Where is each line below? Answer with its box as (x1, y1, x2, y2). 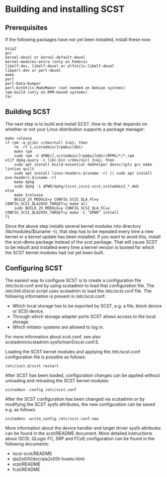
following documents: (5, 441, 50, 447)
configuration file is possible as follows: (5, 354, 86, 360)
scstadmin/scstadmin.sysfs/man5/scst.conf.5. (5, 339, 99, 345)
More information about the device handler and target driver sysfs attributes (5, 425, 161, 431)
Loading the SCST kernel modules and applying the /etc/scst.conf (5, 348, 141, 354)
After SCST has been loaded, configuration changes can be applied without (5, 372, 160, 378)
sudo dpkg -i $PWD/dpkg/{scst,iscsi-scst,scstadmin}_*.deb (14, 183, 139, 189)
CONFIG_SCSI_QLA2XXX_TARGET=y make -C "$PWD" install (5, 210, 119, 215)
